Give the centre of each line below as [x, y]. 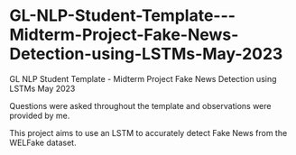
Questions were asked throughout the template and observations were [140, 105]
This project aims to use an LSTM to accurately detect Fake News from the [148, 132]
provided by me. [40, 115]
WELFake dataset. [43, 142]
